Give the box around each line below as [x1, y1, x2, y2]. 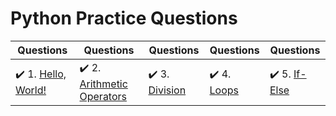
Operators [79, 89, 128, 103]
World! [15, 83, 47, 97]
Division [148, 83, 187, 97]
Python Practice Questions [10, 7, 238, 30]
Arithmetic [79, 77, 128, 91]
